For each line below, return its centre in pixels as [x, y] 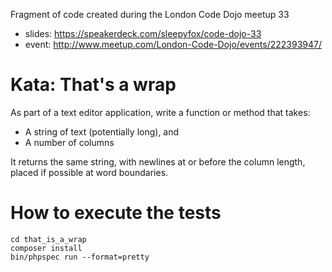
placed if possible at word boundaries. [89, 172]
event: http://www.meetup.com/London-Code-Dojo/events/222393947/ [173, 44]
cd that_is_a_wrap [48, 239]
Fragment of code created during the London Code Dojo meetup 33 [150, 14]
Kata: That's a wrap [93, 85]
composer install [46, 248]
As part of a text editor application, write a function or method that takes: [160, 112]
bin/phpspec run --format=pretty [80, 257]
